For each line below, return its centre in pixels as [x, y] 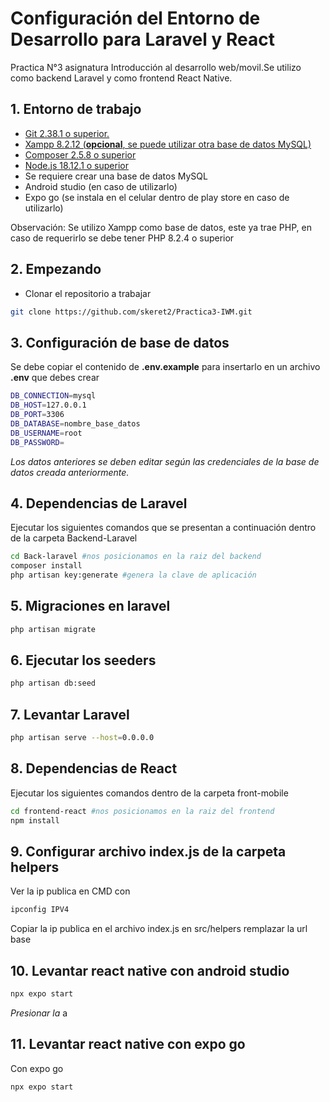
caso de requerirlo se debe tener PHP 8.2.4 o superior [122, 238]
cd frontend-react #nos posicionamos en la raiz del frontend [142, 811]
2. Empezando [56, 269]
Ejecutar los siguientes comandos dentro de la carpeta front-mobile [149, 793]
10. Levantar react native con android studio [150, 970]
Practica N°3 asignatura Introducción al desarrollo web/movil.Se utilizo [156, 67]
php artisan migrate [53, 629]
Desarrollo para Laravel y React [142, 39]
